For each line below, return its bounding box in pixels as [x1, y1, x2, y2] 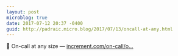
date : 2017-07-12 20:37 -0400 [6, 20, 84, 26]
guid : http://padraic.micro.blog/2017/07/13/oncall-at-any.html [6, 26, 173, 32]
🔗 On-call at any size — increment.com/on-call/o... [6, 43, 134, 50]
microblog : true [6, 15, 48, 21]
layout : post [6, 9, 40, 15]
